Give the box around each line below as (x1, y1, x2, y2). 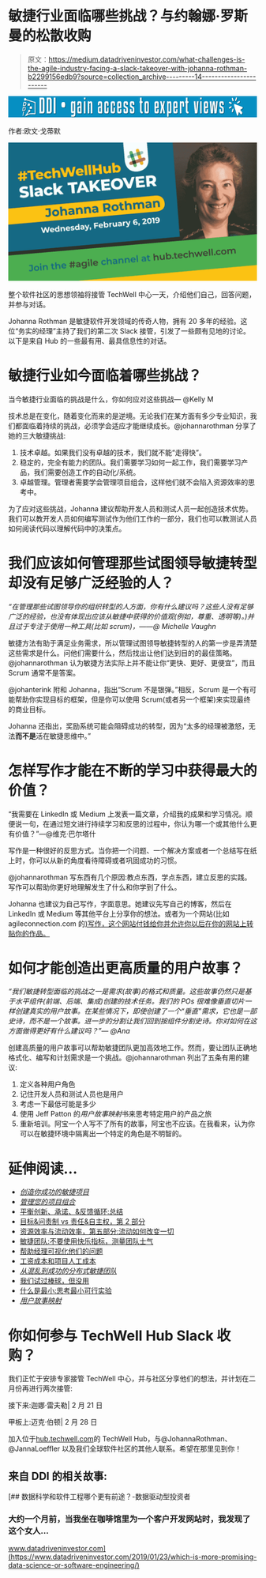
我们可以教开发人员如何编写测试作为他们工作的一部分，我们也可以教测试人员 (8, 514, 257, 523)
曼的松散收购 (8, 27, 92, 45)
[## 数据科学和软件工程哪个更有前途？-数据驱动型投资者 (8, 1492, 191, 1501)
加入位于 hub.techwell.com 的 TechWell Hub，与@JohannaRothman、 (8, 1434, 232, 1444)
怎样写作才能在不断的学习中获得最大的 (8, 762, 258, 779)
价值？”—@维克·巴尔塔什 (14, 829, 96, 838)
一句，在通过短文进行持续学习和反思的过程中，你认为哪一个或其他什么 (21, 819, 250, 828)
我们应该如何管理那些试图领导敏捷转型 (8, 554, 258, 572)
